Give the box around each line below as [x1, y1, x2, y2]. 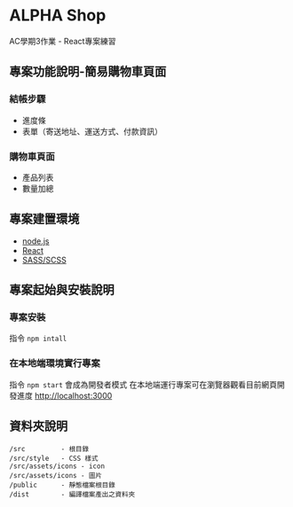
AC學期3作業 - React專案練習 [9, 35, 116, 46]
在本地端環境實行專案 [9, 357, 100, 370]
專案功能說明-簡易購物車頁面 [9, 64, 167, 80]
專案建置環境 [9, 212, 80, 227]
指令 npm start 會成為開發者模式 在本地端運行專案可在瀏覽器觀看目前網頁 [9, 378, 278, 390]
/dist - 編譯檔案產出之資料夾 [9, 489, 136, 499]
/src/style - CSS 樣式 [9, 454, 99, 463]
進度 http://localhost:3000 [16, 390, 113, 401]
